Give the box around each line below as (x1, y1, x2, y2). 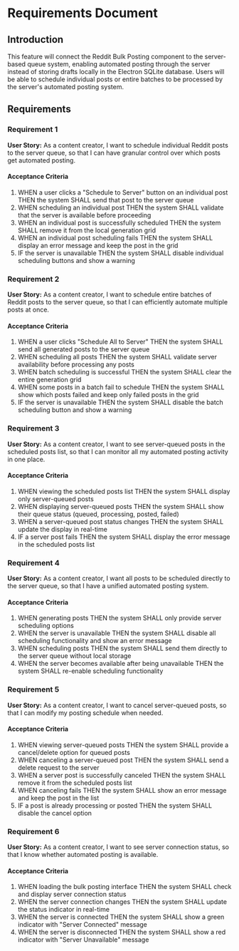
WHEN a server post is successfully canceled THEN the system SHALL (17, 771, 226, 779)
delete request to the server (17, 763, 100, 771)
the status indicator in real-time (17, 905, 110, 914)
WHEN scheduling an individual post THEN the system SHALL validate (17, 203, 224, 212)
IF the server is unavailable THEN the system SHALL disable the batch (17, 398, 224, 407)
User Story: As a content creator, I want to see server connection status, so (7, 843, 230, 851)
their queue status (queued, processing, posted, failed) (17, 510, 179, 518)
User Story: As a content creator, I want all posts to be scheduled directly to (7, 574, 230, 582)
